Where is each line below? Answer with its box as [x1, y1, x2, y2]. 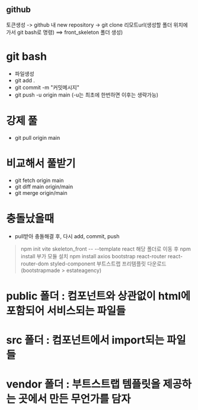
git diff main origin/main [14, 183, 74, 190]
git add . [14, 76, 36, 84]
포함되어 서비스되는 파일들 [6, 304, 126, 318]
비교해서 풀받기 [6, 156, 76, 170]
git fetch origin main [14, 177, 64, 184]
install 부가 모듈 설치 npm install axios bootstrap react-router [20, 252, 167, 260]
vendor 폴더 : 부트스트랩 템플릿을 [6, 377, 161, 391]
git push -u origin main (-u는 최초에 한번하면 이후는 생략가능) [14, 91, 159, 98]
